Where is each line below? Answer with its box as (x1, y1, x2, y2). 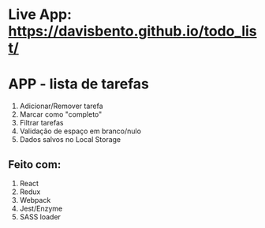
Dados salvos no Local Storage (19, 135, 121, 144)
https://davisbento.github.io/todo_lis (8, 22, 258, 40)
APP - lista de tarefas (8, 75, 150, 93)
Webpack (19, 195, 51, 204)
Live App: (8, 6, 73, 24)
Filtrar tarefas (19, 118, 64, 128)
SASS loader (19, 211, 62, 222)
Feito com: (8, 158, 62, 171)
